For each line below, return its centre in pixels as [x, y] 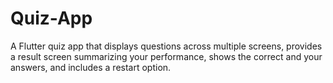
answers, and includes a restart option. [91, 67]
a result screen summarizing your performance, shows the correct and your [166, 56]
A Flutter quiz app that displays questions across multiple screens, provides [166, 46]
